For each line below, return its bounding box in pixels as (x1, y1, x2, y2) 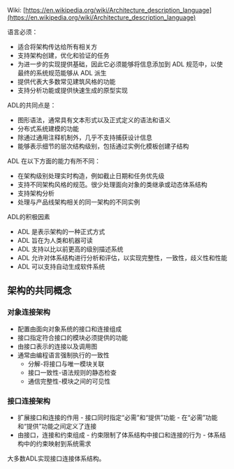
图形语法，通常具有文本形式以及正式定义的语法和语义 (17, 116, 171, 124)
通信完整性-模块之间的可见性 (27, 377, 111, 385)
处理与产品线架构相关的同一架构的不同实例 (17, 198, 140, 206)
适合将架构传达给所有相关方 (17, 43, 98, 51)
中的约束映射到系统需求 (23, 439, 92, 447)
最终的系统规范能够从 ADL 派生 (17, 69, 107, 77)
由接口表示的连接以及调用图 (17, 342, 98, 350)
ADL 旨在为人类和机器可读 (17, 237, 93, 244)
